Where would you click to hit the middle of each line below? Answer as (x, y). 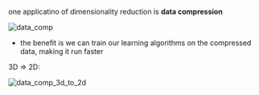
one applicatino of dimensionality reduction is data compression (115, 12)
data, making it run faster (62, 51)
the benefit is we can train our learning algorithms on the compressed (136, 43)
